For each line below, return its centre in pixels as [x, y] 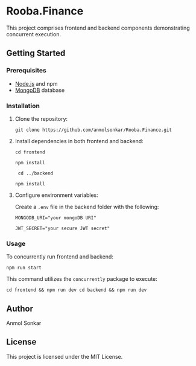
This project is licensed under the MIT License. [65, 356]
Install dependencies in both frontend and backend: [79, 141]
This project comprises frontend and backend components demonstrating [98, 28]
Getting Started [36, 53]
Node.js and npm [36, 83]
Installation [23, 106]
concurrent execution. [34, 34]
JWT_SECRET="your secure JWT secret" [62, 228]
